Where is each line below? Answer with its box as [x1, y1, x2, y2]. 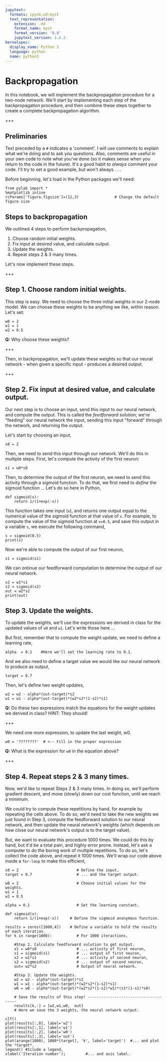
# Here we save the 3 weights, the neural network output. [14, 1008, 140, 1013]
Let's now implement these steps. [5, 261, 75, 267]
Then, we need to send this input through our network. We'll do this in [5, 450, 149, 456]
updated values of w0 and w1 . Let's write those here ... [5, 625, 115, 631]
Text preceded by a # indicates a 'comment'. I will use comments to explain [5, 145, 159, 151]
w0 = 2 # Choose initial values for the [5, 881, 146, 886]
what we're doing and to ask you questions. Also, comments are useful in [5, 150, 156, 156]
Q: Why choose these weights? [5, 336, 69, 342]
